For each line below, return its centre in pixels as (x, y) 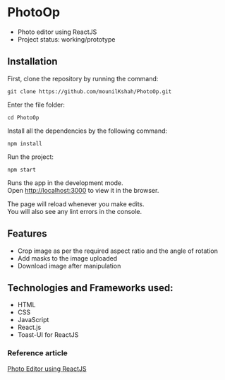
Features (27, 234)
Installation (32, 62)
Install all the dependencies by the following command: (87, 131)
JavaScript (33, 320)
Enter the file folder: (36, 105)
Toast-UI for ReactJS (48, 335)
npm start (22, 170)
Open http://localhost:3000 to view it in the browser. (83, 190)
